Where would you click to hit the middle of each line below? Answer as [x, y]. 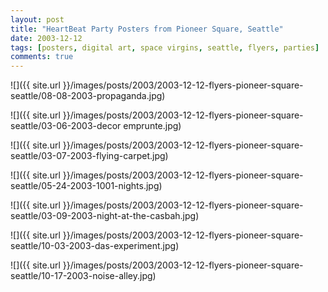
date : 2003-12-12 [46, 38]
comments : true [42, 57]
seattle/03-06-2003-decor [66, 126]
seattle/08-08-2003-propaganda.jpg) [88, 96]
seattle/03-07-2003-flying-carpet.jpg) [89, 156]
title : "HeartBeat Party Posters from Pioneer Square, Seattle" [147, 29]
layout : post [37, 19]
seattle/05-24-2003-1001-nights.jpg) [86, 186]
